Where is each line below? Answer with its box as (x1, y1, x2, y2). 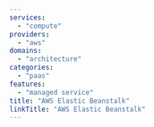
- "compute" (17, 21, 63, 30)
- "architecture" (17, 55, 82, 63)
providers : (9, 30, 50, 38)
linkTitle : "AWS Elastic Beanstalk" (9, 105, 146, 114)
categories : (9, 63, 54, 72)
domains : (9, 47, 42, 55)
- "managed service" (17, 88, 94, 97)
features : (9, 80, 47, 89)
